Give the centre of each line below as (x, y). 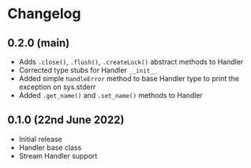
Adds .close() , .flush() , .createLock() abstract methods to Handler (131, 62)
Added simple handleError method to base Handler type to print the (129, 78)
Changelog (44, 14)
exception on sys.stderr (57, 87)
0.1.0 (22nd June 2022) (66, 120)
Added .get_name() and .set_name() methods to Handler (111, 95)
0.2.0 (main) (39, 43)
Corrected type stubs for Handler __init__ (88, 70)
